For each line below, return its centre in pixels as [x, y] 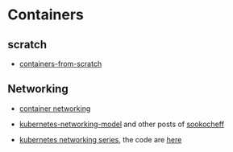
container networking [55, 108]
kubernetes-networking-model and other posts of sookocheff [122, 124]
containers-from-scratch [60, 64]
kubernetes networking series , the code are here [100, 139]
